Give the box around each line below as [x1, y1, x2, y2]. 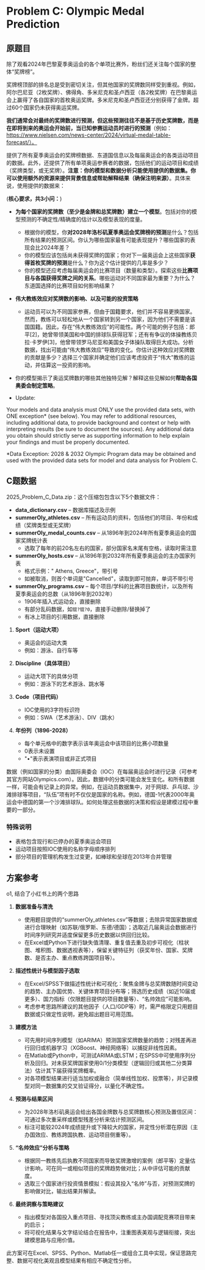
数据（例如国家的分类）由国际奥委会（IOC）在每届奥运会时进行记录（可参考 [6, 768, 198, 775]
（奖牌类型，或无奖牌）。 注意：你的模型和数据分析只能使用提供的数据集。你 [6, 167, 196, 174]
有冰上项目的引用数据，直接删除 [24, 613, 105, 620]
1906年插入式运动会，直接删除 [24, 597, 101, 605]
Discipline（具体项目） [15, 659, 74, 666]
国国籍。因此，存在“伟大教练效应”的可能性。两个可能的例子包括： [24, 323, 190, 330]
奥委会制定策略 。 [15, 382, 59, 389]
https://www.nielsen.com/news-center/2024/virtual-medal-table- [6, 131, 171, 139]
